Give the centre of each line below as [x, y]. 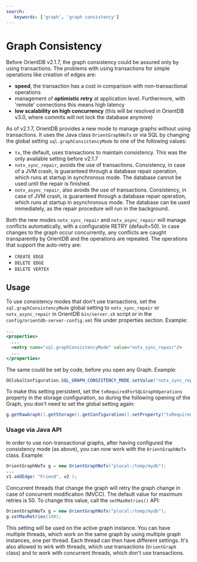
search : [16, 11]
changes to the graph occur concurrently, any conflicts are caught [86, 233]
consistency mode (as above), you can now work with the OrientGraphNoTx [96, 449]
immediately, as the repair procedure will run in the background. [92, 208]
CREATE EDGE [29, 257]
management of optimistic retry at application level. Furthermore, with [100, 99]
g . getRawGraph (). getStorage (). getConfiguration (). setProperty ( [85, 415]
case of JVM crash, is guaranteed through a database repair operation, [100, 196]
